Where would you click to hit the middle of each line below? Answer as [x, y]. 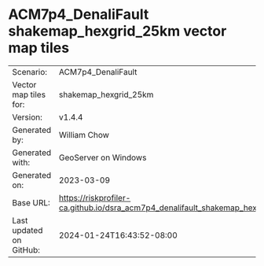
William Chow [84, 135]
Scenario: [30, 72]
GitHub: [26, 249]
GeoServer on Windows [103, 157]
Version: [27, 117]
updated [27, 230]
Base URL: [31, 202]
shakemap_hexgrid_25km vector [117, 31]
